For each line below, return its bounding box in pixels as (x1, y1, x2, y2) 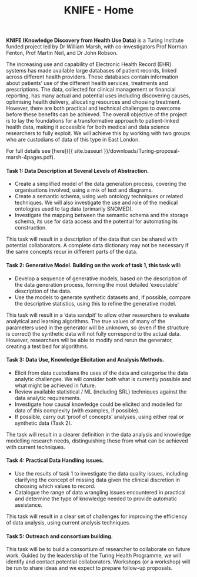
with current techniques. (6, 443, 66, 450)
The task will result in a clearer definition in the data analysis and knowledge (6, 431, 191, 438)
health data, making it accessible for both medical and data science (6, 123, 170, 130)
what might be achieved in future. (14, 382, 96, 389)
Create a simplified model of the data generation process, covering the (14, 181, 186, 188)
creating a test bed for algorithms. (6, 343, 89, 350)
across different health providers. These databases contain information (6, 73, 178, 80)
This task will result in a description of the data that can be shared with (6, 235, 178, 242)
